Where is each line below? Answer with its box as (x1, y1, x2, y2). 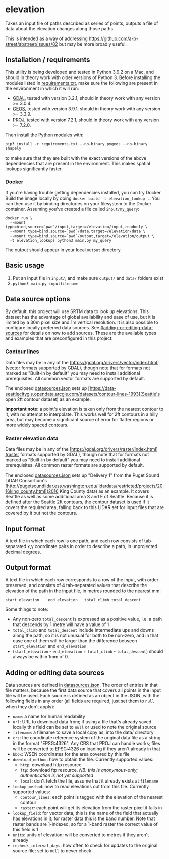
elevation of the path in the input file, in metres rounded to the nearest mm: (5, 588, 161, 594)
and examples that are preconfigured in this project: (5, 335, 113, 341)
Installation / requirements (5, 56, 90, 64)
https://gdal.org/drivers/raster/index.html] (71, 446, 158, 452)
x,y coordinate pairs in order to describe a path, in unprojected (27, 543, 158, 550)
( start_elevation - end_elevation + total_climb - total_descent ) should (12, 648, 163, 654)
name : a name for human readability (12, 713, 86, 719)
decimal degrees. (5, 549, 41, 555)
